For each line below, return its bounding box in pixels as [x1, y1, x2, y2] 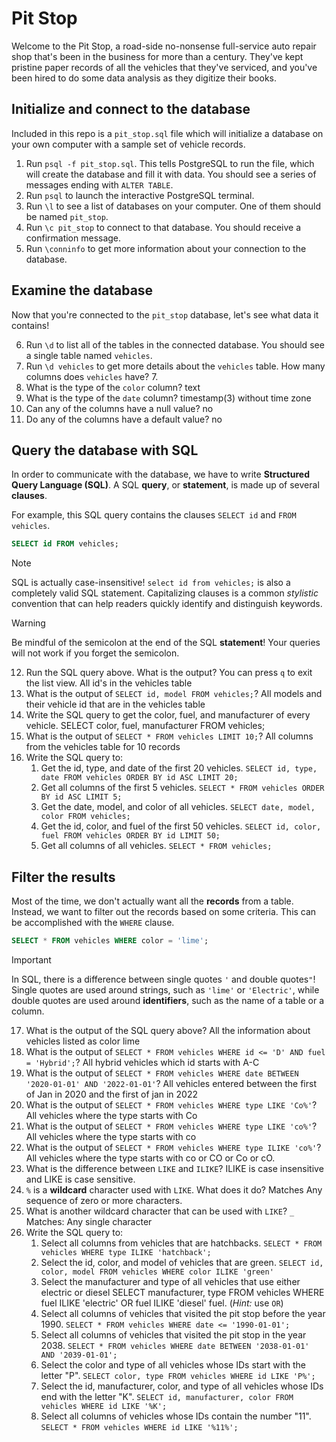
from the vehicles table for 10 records [25, 741, 181, 753]
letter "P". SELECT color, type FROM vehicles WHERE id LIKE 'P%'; [40, 1369, 316, 1381]
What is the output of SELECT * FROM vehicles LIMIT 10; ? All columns [25, 730, 314, 742]
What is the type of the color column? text [25, 381, 201, 393]
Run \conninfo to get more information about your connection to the [25, 242, 307, 254]
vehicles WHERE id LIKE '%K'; [40, 1401, 168, 1411]
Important [11, 953, 52, 966]
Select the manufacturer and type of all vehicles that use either [40, 1275, 301, 1287]
